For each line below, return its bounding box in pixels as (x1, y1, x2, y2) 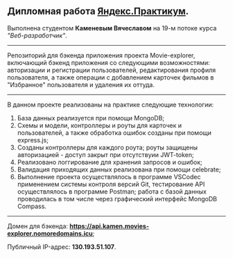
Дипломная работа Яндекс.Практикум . (7, 6, 189, 17)
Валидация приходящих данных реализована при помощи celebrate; (17, 165, 221, 174)
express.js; (17, 136, 49, 144)
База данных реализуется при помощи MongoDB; (17, 113, 165, 122)
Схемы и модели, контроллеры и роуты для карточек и (17, 121, 182, 129)
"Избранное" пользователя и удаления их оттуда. (7, 80, 155, 89)
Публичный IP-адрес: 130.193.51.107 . (7, 242, 116, 251)
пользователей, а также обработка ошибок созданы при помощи (17, 128, 212, 137)
